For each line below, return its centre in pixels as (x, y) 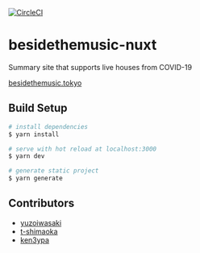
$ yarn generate (35, 178)
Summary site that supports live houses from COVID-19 (100, 67)
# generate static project (54, 171)
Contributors (42, 203)
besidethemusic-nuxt (83, 45)
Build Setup (38, 108)
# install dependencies (48, 126)
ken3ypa (35, 240)
